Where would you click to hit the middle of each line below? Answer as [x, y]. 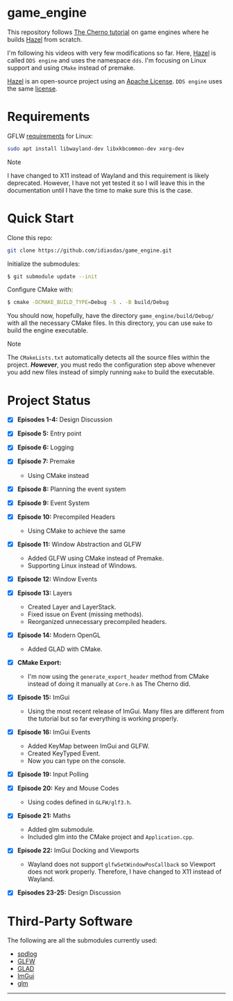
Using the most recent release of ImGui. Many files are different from [126, 712]
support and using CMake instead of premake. [71, 67]
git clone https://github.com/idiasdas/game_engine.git [89, 250]
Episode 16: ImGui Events [54, 732]
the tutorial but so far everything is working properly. [103, 719]
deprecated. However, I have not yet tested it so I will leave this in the [106, 183]
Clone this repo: [30, 237]
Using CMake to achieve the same [77, 531]
